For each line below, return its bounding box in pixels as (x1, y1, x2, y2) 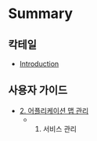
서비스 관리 (42, 124, 77, 133)
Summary (8, 5, 73, 23)
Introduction (19, 60, 59, 68)
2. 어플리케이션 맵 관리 (19, 106, 89, 115)
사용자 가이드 (8, 84, 68, 97)
